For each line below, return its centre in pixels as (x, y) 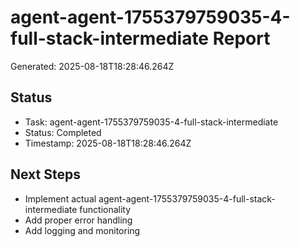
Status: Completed (63, 132)
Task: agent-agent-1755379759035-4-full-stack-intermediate (151, 122)
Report (241, 38)
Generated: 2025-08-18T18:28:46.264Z (92, 66)
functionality (105, 209)
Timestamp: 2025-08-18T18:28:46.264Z (108, 143)
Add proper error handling (78, 220)
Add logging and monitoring (82, 230)
